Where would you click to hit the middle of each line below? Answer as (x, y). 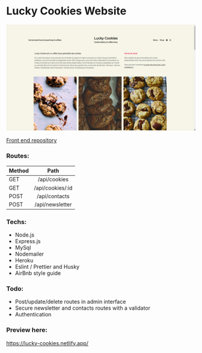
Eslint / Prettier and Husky (47, 267)
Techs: (17, 222)
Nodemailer (29, 254)
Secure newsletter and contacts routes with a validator (82, 308)
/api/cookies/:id (53, 188)
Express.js (28, 241)
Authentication (33, 315)
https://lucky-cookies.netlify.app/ (47, 343)
